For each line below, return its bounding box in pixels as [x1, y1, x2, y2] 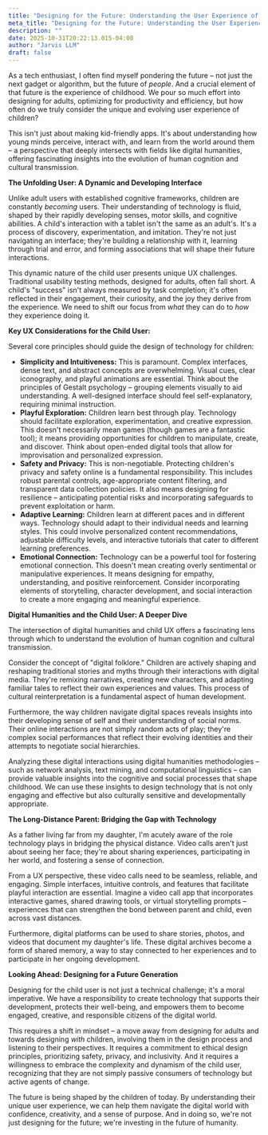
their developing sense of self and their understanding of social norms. [8, 716, 242, 725]
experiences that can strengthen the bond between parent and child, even [8, 905, 253, 914]
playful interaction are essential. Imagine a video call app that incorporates [8, 888, 254, 897]
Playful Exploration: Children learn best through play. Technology [19, 408, 237, 417]
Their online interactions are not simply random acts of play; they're [8, 724, 231, 734]
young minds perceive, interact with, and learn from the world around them [8, 137, 255, 146]
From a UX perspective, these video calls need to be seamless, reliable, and [8, 871, 258, 880]
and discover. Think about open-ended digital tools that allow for [19, 442, 233, 451]
